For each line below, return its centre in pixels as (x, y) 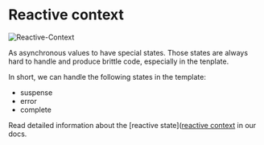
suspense (36, 92)
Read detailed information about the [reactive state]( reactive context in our (132, 125)
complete (36, 110)
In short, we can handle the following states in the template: (107, 77)
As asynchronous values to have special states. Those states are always (128, 52)
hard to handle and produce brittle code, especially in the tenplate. (119, 61)
